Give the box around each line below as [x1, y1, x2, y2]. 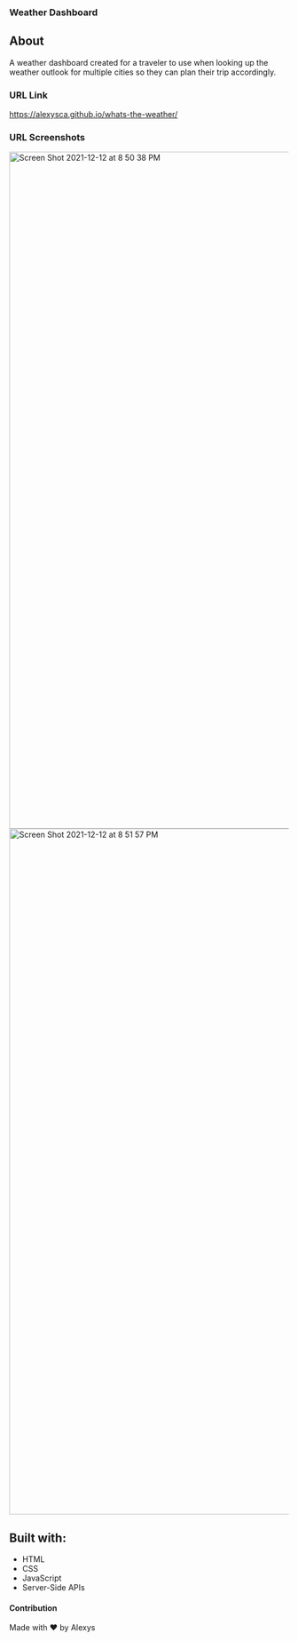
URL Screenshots [9, 131, 86, 143]
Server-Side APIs [21, 1582, 86, 1593]
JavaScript [21, 1573, 62, 1583]
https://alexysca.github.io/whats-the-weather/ [9, 109, 178, 120]
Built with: [9, 1530, 67, 1545]
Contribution [9, 1602, 58, 1613]
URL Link [9, 89, 49, 101]
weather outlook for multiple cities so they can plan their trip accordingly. [9, 67, 277, 77]
